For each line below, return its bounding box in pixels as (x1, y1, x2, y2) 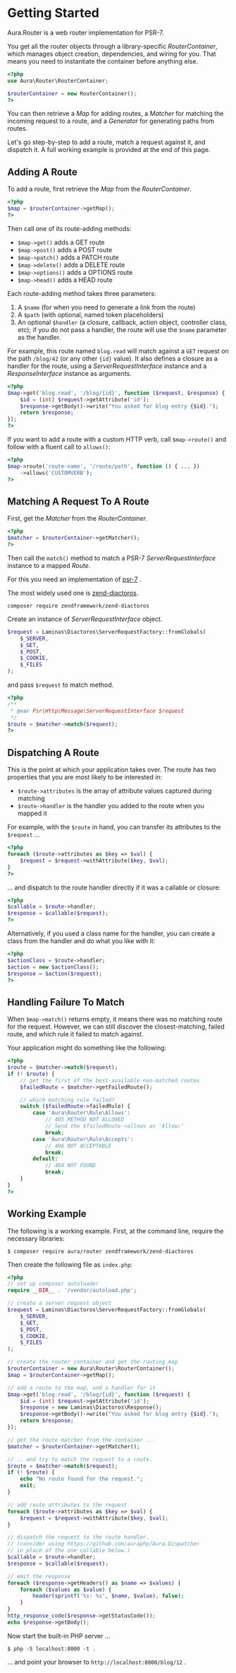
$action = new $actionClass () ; (7, 963, 99, 971)
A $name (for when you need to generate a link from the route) (17, 302, 196, 312)
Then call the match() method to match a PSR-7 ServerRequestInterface (7, 553, 216, 562)
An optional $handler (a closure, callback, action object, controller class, (17, 318, 228, 326)
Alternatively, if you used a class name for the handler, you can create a (7, 929, 216, 938)
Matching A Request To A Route (7, 495, 149, 507)
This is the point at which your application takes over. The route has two (7, 765, 216, 774)
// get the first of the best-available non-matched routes (20, 1077, 200, 1084)
